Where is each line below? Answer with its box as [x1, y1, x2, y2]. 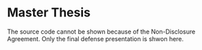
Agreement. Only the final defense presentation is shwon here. [7, 34, 184, 42]
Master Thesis [7, 5, 91, 21]
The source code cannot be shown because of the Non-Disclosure [7, 27, 196, 36]
